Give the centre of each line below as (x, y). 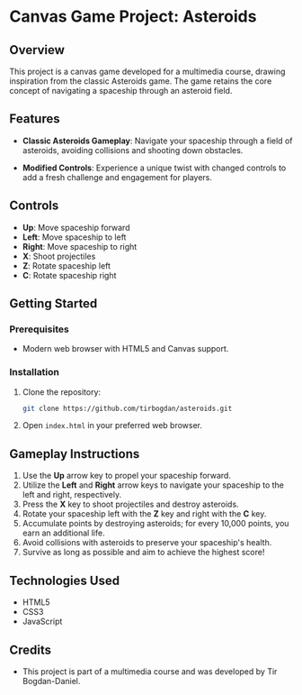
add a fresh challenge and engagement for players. (117, 177)
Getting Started (53, 304)
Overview (37, 50)
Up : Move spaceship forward (76, 227)
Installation (35, 372)
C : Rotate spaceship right (69, 275)
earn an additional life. (63, 533)
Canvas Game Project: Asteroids (133, 17)
